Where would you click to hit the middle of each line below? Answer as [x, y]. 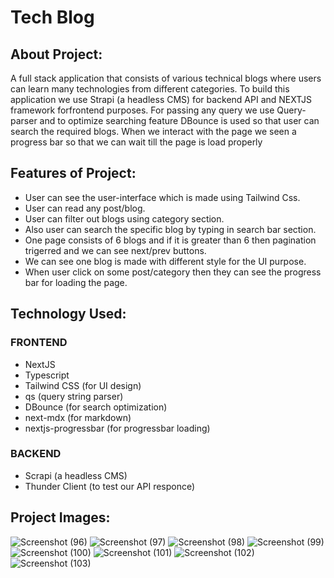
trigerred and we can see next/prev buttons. [115, 250]
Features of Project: [73, 173]
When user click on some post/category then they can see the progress [173, 272]
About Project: [56, 54]
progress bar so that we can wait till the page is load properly [136, 142]
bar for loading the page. [76, 282]
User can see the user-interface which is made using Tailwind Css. [162, 197]
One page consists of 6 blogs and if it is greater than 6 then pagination [170, 240]
